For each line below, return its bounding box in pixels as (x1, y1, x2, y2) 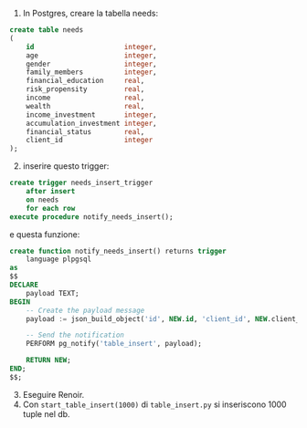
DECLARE (9, 280, 39, 289)
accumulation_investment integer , (26, 119, 157, 128)
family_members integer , (26, 68, 157, 77)
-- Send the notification (26, 330, 125, 340)
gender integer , (26, 59, 157, 68)
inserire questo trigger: (22, 161, 110, 172)
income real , (26, 93, 145, 102)
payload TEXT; (26, 288, 79, 298)
